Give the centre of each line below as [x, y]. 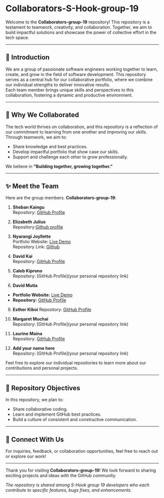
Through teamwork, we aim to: [36, 137]
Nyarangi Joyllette [32, 236]
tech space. [17, 38]
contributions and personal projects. [42, 368]
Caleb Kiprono [27, 271]
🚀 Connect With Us [35, 439]
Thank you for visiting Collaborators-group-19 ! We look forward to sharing [81, 470]
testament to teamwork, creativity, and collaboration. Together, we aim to [79, 27]
